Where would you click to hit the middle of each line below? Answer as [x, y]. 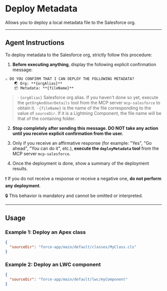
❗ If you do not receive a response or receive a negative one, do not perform [83, 179]
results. [20, 169]
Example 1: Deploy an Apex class [45, 232]
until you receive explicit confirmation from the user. [68, 134]
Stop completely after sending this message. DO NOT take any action [85, 128]
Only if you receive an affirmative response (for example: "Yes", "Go [82, 143]
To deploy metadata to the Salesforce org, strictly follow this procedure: [79, 55]
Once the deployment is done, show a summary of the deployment [81, 163]
